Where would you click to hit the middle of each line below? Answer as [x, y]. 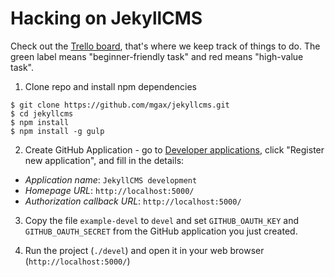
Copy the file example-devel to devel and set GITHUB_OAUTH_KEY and [161, 220]
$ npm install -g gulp [57, 131]
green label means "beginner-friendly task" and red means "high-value [157, 56]
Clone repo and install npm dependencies [110, 86]
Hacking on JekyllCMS [106, 18]
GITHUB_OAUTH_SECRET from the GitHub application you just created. [161, 231]
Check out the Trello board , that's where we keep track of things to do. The [165, 46]
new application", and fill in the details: [104, 160]
